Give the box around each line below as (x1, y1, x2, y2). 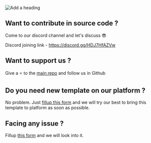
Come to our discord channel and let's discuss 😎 (5, 32, 107, 38)
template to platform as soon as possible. (5, 105, 90, 111)
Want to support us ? (5, 56, 71, 65)
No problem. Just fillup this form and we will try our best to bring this (5, 100, 147, 106)
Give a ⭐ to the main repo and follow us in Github (5, 70, 106, 76)
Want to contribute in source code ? (5, 19, 119, 27)
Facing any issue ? (5, 119, 64, 128)
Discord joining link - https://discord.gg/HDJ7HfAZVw (5, 42, 116, 48)
